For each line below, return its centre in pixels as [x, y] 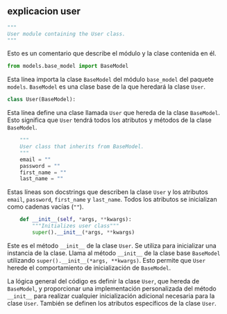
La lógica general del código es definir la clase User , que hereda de [103, 281]
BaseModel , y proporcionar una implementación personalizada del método [112, 288]
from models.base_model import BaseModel [68, 66]
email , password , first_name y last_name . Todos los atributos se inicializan [112, 200]
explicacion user [44, 11]
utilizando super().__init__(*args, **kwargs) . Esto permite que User [107, 260]
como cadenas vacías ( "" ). [45, 207]
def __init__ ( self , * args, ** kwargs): [76, 220]
